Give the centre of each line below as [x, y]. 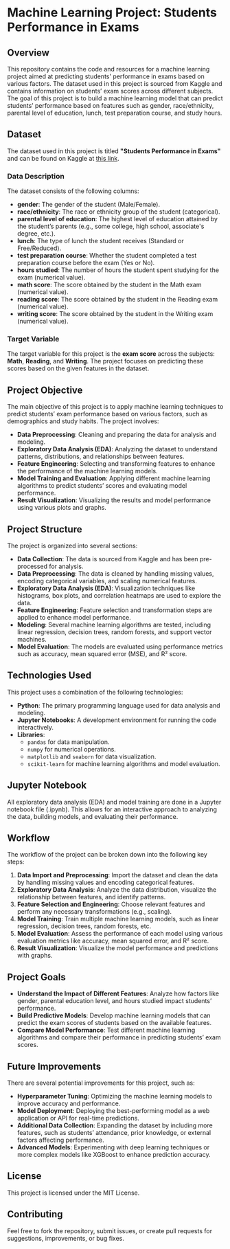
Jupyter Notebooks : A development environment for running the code [117, 720]
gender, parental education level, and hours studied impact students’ [114, 1001]
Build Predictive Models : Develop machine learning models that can [114, 1015]
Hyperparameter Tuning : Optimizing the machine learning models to [115, 1096]
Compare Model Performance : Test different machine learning [106, 1030]
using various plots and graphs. [61, 508]
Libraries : [31, 734]
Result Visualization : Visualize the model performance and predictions [117, 948]
